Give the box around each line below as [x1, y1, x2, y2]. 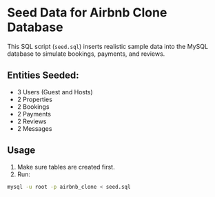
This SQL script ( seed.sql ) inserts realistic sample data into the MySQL [7, 42, 209, 50]
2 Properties [17, 95, 53, 103]
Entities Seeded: [7, 70, 79, 81]
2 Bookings [17, 102, 50, 111]
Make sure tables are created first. [17, 163, 115, 171]
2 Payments [17, 110, 52, 118]
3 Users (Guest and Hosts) [17, 87, 93, 96]
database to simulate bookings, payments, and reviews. [7, 50, 165, 58]
